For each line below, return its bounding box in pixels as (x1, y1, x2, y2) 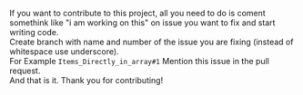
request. (9, 65, 41, 76)
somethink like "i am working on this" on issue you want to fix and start (9, 17, 276, 28)
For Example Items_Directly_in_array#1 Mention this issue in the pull (9, 56, 270, 66)
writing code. (9, 27, 59, 37)
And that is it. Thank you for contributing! (9, 75, 164, 85)
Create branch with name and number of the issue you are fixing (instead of (9, 36, 294, 47)
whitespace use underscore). (9, 46, 120, 57)
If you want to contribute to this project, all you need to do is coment (9, 8, 266, 18)
